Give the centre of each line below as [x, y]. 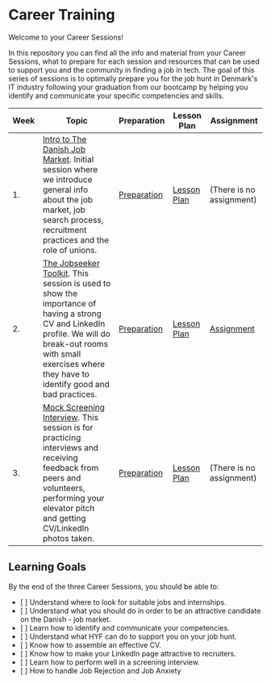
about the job [68, 199]
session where [71, 169]
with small [62, 354]
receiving [60, 457]
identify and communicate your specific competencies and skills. [116, 95]
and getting [65, 518]
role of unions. [70, 250]
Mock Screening [74, 407]
